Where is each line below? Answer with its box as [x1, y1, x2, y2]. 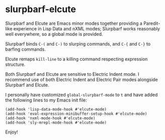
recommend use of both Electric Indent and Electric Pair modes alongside [5, 76, 158, 82]
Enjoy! [5, 129, 19, 135]
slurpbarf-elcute [5, 4, 76, 15]
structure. [5, 61, 26, 67]
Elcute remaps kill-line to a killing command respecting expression [5, 56, 148, 62]
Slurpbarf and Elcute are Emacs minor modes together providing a [5, 20, 142, 26]
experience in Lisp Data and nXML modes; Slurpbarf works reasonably [13, 25, 160, 31]
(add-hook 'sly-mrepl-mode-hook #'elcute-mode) [5, 120, 107, 125]
